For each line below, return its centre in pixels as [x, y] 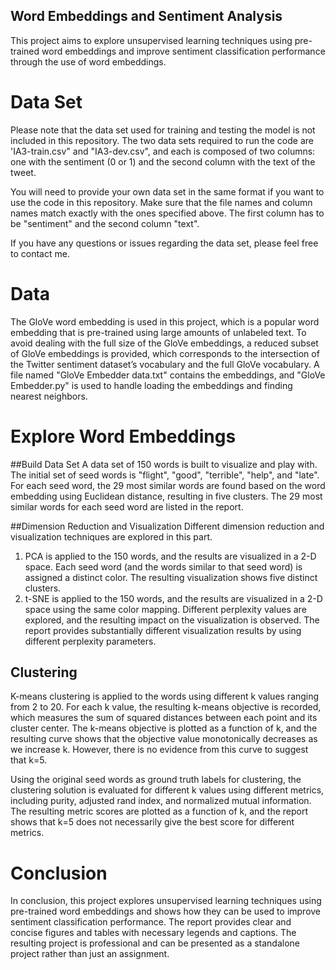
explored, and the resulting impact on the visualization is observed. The [172, 620]
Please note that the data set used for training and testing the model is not [163, 130]
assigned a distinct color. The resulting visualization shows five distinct [171, 577]
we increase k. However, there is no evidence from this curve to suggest [159, 750]
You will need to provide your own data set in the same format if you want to [167, 191]
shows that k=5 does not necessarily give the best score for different [152, 822]
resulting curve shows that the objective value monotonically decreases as [164, 739]
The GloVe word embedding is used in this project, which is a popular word [165, 321]
